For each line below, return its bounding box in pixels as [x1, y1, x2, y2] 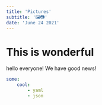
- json [27, 93, 44, 98]
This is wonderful [6, 45, 94, 59]
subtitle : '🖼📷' [6, 14, 48, 20]
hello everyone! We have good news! [6, 65, 97, 72]
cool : [17, 82, 31, 88]
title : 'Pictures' [6, 8, 52, 15]
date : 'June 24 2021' [6, 20, 60, 26]
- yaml [27, 87, 44, 94]
